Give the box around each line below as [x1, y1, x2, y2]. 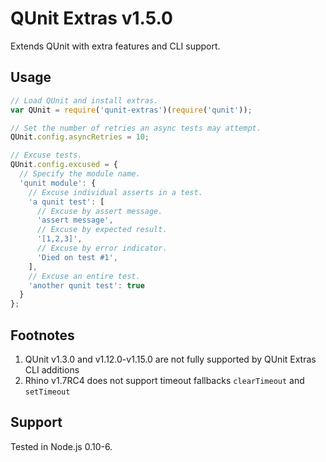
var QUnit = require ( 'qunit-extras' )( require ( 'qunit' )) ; [10, 105, 253, 115]
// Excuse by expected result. [36, 225, 168, 235]
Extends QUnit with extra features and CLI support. [10, 40, 221, 52]
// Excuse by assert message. [36, 206, 163, 216]
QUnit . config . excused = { [10, 160, 118, 170]
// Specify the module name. [19, 169, 141, 179]
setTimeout [24, 387, 71, 397]
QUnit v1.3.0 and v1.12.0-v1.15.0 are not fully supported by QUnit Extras [24, 353, 317, 365]
